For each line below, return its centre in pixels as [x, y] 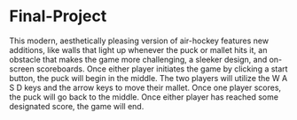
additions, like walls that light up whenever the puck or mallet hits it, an [138, 49]
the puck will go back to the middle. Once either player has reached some [144, 97]
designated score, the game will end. [77, 106]
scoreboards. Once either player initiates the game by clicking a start [162, 69]
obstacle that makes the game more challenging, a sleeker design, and [138, 59]
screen [22, 69]
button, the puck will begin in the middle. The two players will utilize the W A [148, 78]
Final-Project [58, 16]
